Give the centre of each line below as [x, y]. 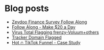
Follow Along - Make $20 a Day [43, 27]
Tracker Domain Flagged [37, 37]
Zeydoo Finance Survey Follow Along [49, 22]
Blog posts [27, 8]
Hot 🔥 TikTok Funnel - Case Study [46, 42]
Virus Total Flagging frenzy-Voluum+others [55, 32]
